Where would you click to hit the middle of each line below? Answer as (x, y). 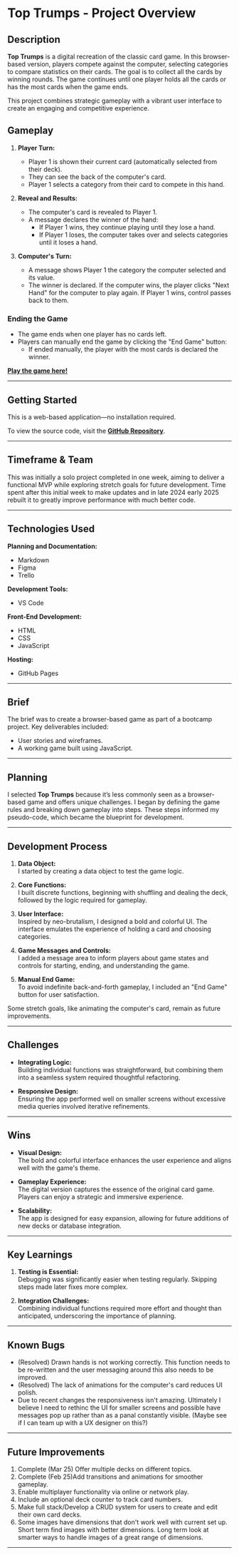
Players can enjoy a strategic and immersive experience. (100, 1196)
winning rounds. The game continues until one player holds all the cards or (117, 79)
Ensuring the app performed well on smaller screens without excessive (122, 1099)
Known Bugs (36, 1345)
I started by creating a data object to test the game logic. (101, 871)
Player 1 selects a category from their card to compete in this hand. (127, 184)
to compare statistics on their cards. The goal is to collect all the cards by (115, 72)
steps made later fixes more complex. (73, 1287)
